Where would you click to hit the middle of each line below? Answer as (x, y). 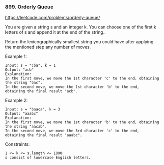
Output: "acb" (20, 70)
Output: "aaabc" (22, 114)
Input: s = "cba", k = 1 (30, 66)
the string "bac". (24, 83)
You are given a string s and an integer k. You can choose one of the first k (81, 27)
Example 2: (16, 100)
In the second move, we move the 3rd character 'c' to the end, (72, 131)
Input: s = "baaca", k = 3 (33, 110)
